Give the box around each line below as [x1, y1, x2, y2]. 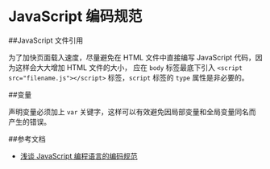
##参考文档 [8, 134, 46, 143]
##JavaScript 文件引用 [8, 35, 83, 45]
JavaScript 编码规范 [8, 7, 143, 26]
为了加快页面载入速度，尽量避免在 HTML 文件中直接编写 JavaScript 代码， [8, 52, 255, 62]
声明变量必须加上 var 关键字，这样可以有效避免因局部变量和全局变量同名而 [8, 106, 256, 117]
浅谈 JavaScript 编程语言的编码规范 [19, 150, 138, 161]
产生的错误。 [8, 117, 51, 126]
